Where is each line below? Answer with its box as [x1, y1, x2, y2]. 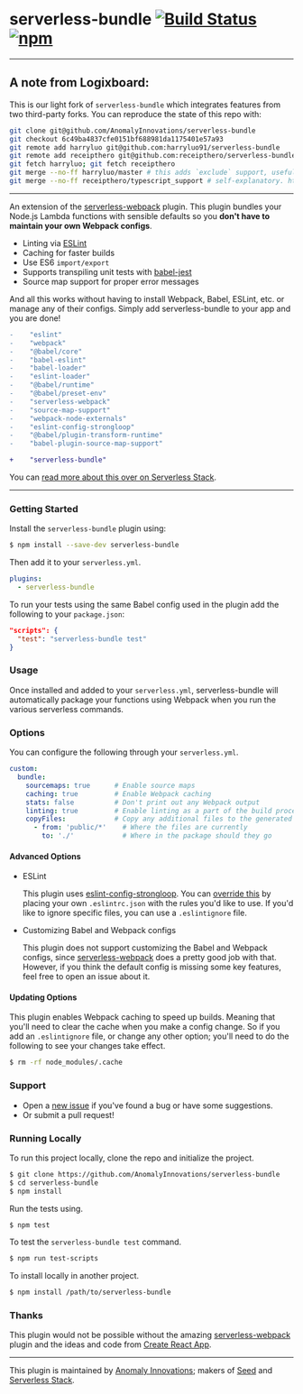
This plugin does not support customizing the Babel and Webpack [22, 942, 268, 953]
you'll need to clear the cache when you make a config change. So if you [9, 1022, 280, 1032]
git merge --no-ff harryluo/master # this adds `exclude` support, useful [9, 168, 297, 178]
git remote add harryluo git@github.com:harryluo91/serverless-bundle [9, 142, 280, 152]
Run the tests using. [9, 1203, 84, 1214]
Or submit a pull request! [22, 1109, 115, 1120]
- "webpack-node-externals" [9, 414, 127, 423]
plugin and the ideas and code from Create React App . [9, 1339, 212, 1350]
